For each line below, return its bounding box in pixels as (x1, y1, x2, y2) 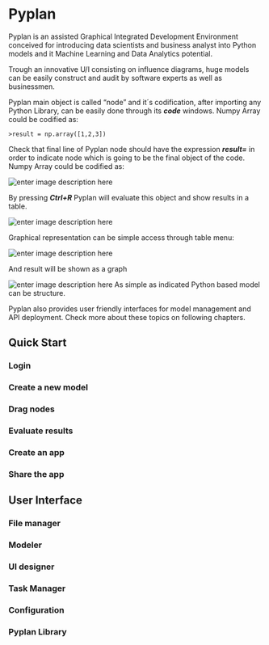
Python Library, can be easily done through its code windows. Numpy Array (8, 106, 261, 116)
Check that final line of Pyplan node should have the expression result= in (8, 144, 255, 154)
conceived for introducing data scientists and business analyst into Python (8, 40, 257, 49)
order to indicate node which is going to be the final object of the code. (8, 153, 245, 162)
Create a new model (8, 382, 89, 393)
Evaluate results (8, 425, 74, 436)
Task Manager (8, 583, 66, 594)
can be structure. (8, 288, 66, 297)
